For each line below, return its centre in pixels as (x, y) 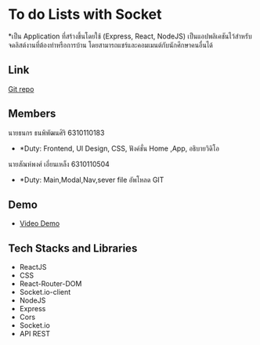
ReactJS (33, 267)
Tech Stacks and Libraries (73, 248)
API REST (35, 334)
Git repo (21, 89)
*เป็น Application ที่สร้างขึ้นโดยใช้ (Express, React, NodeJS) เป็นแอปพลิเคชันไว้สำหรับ (130, 36)
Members (32, 114)
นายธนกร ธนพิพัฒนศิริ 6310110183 (56, 133)
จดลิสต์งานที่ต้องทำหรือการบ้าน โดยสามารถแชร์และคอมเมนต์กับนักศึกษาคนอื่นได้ (110, 45)
